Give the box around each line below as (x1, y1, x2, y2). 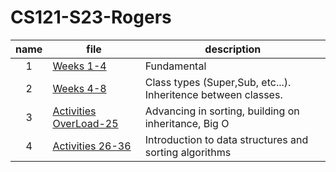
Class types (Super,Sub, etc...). (144, 75, 292, 89)
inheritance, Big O (144, 116, 230, 130)
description (204, 42, 262, 56)
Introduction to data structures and (144, 132, 309, 146)
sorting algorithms (144, 145, 232, 159)
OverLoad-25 (52, 116, 119, 130)
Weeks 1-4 (52, 59, 107, 73)
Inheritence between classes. (144, 87, 283, 101)
